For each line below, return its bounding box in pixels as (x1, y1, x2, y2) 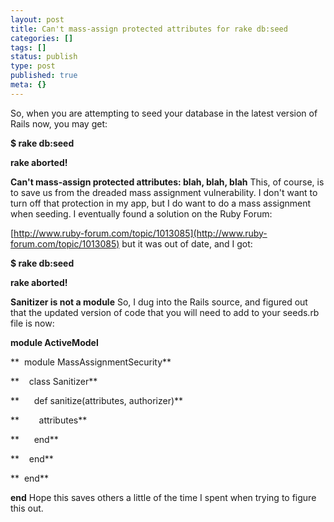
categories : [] (10, 33, 74, 43)
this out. (10, 502, 44, 514)
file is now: (10, 317, 55, 329)
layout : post (10, 14, 65, 25)
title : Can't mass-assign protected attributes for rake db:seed (10, 24, 288, 34)
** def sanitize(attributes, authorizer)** (10, 394, 184, 406)
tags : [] (10, 42, 47, 53)
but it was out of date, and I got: (121, 237, 253, 250)
